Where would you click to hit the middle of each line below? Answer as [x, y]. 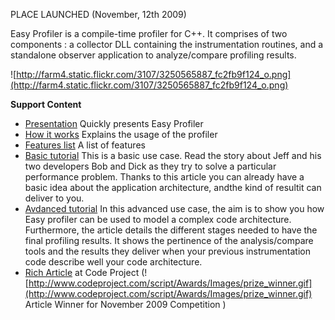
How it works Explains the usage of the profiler [121, 134]
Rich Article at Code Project [82, 272]
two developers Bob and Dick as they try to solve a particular [150, 166]
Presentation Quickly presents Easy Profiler [114, 123]
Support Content [46, 104]
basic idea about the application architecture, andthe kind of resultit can [173, 187]
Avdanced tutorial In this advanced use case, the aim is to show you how [174, 208]
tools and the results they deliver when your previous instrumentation [167, 251]
